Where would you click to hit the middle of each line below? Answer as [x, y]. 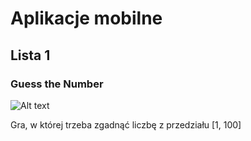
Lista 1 [30, 55]
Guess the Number [57, 84]
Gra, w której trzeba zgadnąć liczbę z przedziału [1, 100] [126, 124]
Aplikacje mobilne [86, 18]
